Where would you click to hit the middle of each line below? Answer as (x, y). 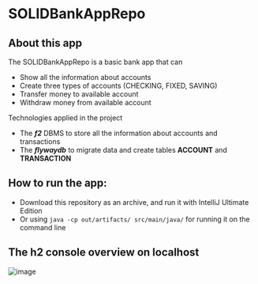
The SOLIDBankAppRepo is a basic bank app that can (95, 62)
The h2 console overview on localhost (104, 253)
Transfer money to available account (79, 94)
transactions (40, 142)
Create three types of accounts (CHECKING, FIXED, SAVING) (118, 85)
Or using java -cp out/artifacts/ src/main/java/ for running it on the (135, 219)
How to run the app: (58, 183)
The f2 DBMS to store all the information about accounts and (119, 133)
